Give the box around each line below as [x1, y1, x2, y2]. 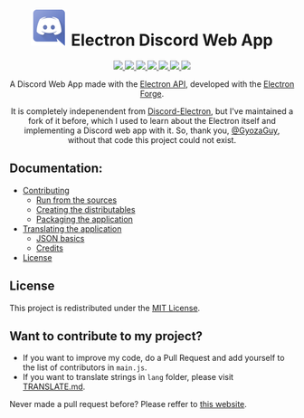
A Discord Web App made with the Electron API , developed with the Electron [9, 78, 295, 90]
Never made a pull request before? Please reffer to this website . [9, 399, 247, 410]
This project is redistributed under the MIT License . [9, 302, 201, 313]
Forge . [139, 88, 165, 99]
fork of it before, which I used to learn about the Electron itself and [28, 115, 276, 126]
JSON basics [35, 233, 85, 243]
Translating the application [22, 223, 122, 234]
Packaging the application [35, 214, 134, 224]
